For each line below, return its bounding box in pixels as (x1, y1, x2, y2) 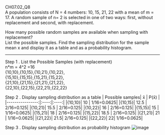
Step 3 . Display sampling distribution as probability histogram (5, 125, 131, 130)
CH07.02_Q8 (5, 4, 30, 10)
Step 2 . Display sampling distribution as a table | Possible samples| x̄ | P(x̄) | (5, 94, 160, 100)
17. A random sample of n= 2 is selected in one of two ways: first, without (5, 15, 153, 20)
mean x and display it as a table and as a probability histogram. (5, 45, 133, 50)
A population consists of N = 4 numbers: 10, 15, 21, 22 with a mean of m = (5, 9, 154, 15)
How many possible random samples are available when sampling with (5, 29, 148, 35)
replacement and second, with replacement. (5, 20, 94, 25)
